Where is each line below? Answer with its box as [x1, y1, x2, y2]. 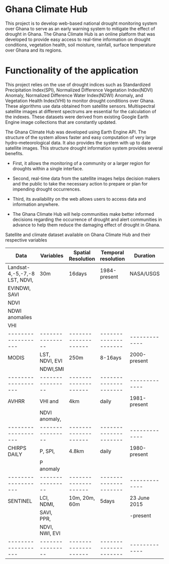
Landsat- [8, 264, 30, 271]
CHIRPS [8, 444, 27, 451]
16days [68, 270, 87, 277]
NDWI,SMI [39, 365, 64, 372]
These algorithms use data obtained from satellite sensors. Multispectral [5, 103, 155, 109]
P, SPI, [39, 447, 55, 454]
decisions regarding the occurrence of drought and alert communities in [12, 216, 162, 222]
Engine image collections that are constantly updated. [5, 119, 117, 125]
